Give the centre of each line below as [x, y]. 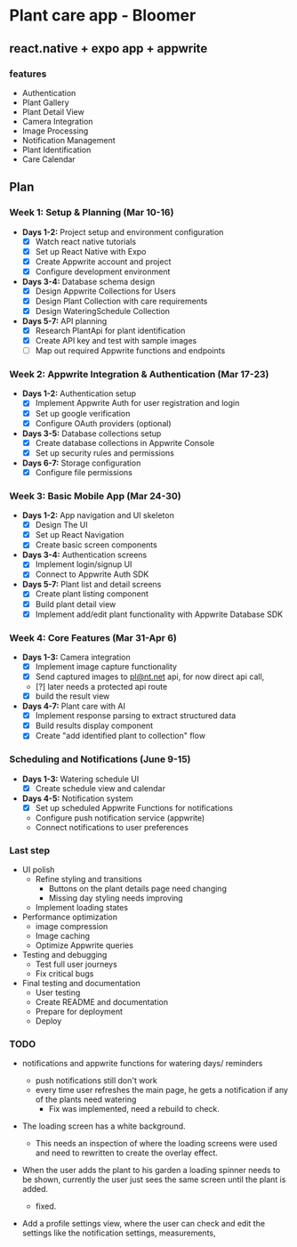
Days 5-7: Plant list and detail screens [92, 585]
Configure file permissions [84, 472]
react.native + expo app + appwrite [108, 49]
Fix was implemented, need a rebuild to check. [134, 1109]
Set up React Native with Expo [91, 251]
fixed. [46, 1206]
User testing [58, 992]
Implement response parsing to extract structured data [136, 716]
